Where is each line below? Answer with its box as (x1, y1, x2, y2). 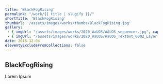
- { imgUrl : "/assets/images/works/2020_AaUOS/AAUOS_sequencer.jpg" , (7, 29, 151, 34)
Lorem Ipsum (5, 73, 32, 80)
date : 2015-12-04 (5, 39, 40, 43)
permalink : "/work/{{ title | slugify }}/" (5, 12, 95, 16)
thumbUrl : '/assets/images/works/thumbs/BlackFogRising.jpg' (5, 20, 131, 26)
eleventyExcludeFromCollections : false (5, 43, 86, 48)
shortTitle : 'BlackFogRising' (5, 16, 66, 21)
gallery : (5, 25, 23, 30)
